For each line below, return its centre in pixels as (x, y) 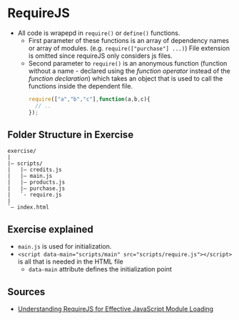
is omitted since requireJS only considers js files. (100, 56)
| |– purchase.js (36, 189)
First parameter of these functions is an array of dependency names (129, 40)
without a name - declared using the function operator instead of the (129, 71)
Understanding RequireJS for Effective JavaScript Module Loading (116, 309)
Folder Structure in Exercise (71, 135)
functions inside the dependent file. (81, 86)
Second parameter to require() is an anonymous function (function (128, 63)
